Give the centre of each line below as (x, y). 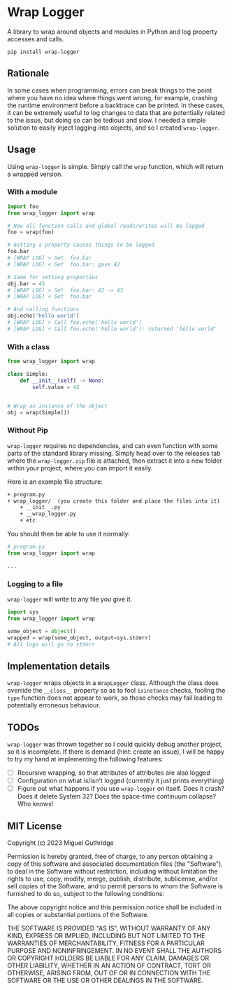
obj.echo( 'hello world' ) (43, 316)
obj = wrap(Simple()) (39, 412)
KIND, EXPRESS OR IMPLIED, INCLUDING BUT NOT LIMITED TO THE (106, 936)
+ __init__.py (40, 508)
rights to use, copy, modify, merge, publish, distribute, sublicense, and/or (113, 879)
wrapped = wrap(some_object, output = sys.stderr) (79, 638)
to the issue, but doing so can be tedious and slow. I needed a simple (107, 120)
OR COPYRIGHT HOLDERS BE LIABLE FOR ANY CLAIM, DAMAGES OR (108, 958)
